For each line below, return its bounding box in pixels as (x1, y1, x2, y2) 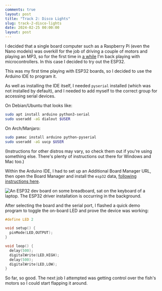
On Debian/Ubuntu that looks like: (5, 103, 73, 108)
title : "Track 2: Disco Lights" (5, 16, 70, 21)
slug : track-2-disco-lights (5, 20, 62, 26)
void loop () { (5, 244, 34, 249)
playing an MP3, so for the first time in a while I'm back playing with (5, 54, 140, 59)
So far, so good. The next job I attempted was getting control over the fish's (5, 275, 156, 281)
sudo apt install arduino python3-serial (5, 112, 90, 117)
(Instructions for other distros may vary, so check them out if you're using (5, 148, 152, 154)
